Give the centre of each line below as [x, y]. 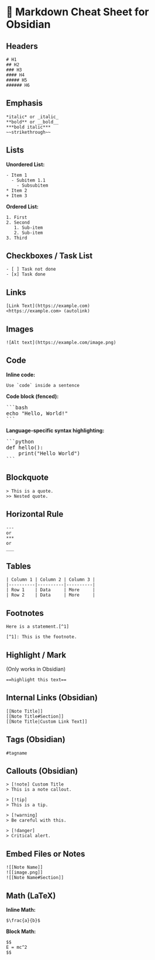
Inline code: [21, 375]
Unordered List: [25, 164]
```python [20, 442]
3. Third [17, 238]
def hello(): [25, 447]
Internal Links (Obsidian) [52, 698]
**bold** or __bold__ [32, 122]
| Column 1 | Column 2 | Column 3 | [51, 580]
